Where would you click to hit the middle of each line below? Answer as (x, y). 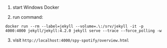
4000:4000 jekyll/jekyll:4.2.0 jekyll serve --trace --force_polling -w (83, 31)
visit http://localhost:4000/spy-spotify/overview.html (71, 40)
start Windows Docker (36, 7)
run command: (28, 17)
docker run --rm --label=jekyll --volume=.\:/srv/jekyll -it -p (74, 26)
